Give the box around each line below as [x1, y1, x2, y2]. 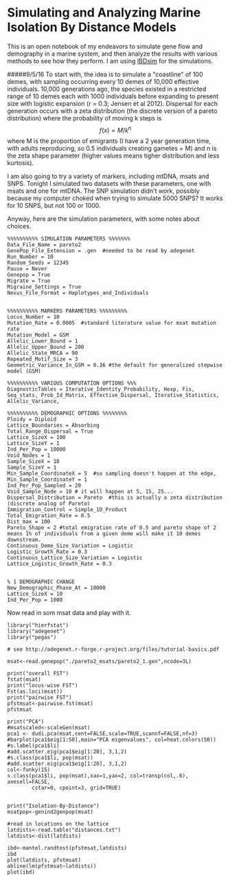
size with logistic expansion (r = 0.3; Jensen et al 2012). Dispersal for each [7, 99, 218, 107]
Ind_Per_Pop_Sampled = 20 [7, 482, 81, 489]
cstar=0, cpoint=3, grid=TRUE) [32, 784, 122, 791]
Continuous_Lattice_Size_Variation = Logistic [7, 554, 143, 561]
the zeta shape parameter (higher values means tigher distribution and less [7, 151, 220, 160]
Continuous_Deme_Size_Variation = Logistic [7, 542, 134, 549]
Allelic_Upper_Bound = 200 [7, 343, 84, 350]
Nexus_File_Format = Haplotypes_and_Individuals [7, 289, 149, 297]
